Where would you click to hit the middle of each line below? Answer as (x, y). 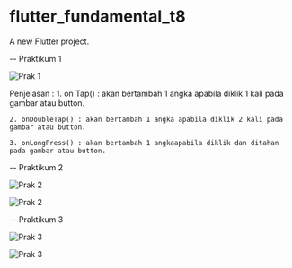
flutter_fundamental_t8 (97, 17)
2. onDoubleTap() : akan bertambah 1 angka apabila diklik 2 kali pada (146, 119)
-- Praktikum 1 (35, 58)
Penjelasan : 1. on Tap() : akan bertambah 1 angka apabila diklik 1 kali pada (147, 93)
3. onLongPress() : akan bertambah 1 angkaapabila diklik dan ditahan (144, 143)
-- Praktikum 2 (36, 167)
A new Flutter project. (49, 41)
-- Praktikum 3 (36, 219)
